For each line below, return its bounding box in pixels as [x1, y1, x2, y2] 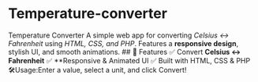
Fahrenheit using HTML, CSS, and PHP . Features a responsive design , [8, 38, 239, 48]
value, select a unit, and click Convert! [62, 65, 187, 74]
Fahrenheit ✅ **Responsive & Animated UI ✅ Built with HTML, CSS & [8, 55, 235, 65]
